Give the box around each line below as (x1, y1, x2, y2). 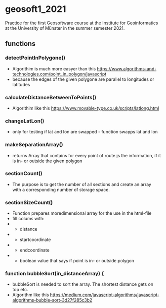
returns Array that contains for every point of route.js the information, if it (12, 152, 161, 158)
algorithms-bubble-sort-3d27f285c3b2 (12, 297, 92, 303)
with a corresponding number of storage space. (12, 186, 110, 192)
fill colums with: (12, 216, 44, 222)
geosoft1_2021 (5, 3, 66, 15)
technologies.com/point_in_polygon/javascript (12, 71, 107, 77)
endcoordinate (19, 247, 50, 253)
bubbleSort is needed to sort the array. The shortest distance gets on (12, 281, 154, 287)
